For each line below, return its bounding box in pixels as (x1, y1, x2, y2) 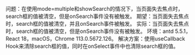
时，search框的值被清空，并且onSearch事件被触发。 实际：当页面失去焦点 (5, 20, 189, 27)
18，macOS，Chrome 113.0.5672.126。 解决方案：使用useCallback (21, 35, 185, 42)
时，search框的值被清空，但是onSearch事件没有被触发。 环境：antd (5, 27, 174, 35)
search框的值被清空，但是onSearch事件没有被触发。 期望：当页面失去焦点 (5, 13, 189, 20)
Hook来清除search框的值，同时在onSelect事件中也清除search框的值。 (5, 42, 179, 50)
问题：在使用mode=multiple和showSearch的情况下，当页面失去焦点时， (5, 5, 184, 12)
